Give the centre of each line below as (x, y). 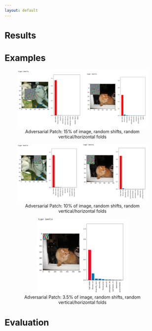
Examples (25, 58)
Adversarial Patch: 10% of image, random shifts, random (82, 206)
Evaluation (27, 322)
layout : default (21, 10)
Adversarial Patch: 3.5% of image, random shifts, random (82, 297)
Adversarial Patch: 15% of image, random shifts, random (82, 132)
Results (20, 35)
